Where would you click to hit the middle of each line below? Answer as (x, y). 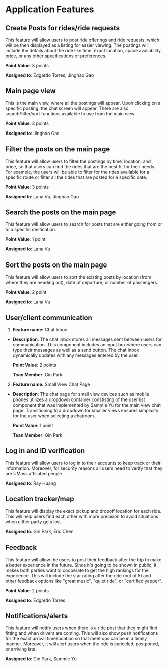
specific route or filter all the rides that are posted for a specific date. (76, 177)
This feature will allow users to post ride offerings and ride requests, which (82, 40)
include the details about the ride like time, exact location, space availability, (84, 50)
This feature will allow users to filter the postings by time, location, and (78, 161)
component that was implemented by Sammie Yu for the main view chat (87, 405)
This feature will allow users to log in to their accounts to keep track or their (83, 463)
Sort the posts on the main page (56, 265)
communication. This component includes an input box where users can (87, 345)
